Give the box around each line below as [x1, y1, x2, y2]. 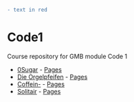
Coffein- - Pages [16, 79, 65, 88]
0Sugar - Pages [16, 65, 62, 73]
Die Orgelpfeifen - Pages [16, 73, 88, 81]
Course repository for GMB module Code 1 [7, 52, 128, 60]
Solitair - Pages [16, 87, 61, 95]
